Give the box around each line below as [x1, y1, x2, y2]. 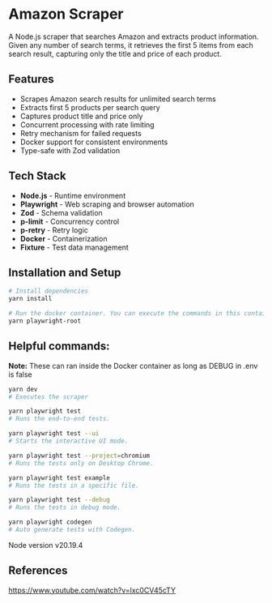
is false [8, 370, 32, 379]
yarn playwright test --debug [8, 496, 111, 504]
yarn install [8, 295, 53, 303]
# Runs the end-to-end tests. [8, 415, 111, 423]
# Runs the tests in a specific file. [8, 481, 139, 490]
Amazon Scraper [8, 5, 124, 24]
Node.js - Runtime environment [19, 190, 126, 200]
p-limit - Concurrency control [19, 216, 120, 226]
